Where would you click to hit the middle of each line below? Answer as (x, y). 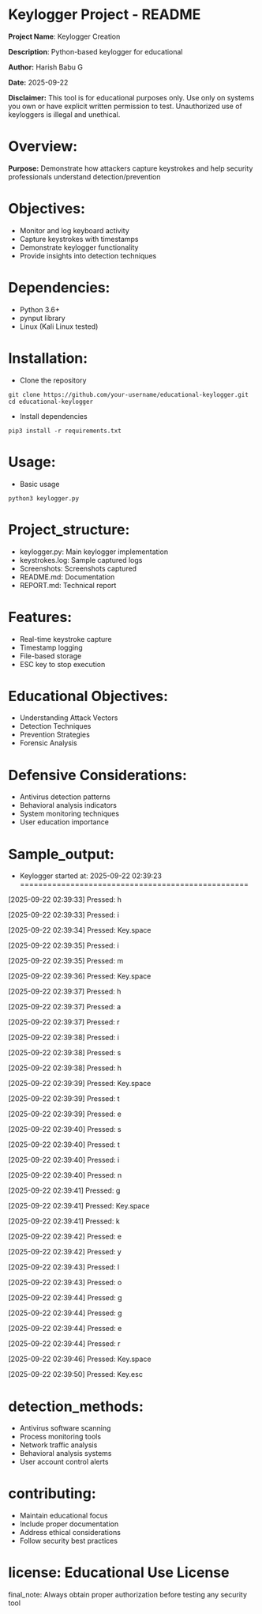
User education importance (64, 822)
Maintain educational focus (64, 1516)
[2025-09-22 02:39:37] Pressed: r (64, 1022)
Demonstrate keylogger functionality (79, 247)
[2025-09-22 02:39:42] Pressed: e (65, 1237)
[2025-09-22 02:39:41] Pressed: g (64, 1190)
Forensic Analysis (48, 743)
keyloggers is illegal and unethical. (64, 114)
